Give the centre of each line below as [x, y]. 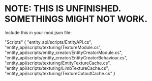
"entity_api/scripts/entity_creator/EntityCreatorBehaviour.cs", [66, 57]
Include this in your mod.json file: [38, 32]
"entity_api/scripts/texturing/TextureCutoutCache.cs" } [60, 73]
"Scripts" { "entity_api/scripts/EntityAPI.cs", [48, 42]
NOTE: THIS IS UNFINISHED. [63, 9]
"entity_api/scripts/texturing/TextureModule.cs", [53, 47]
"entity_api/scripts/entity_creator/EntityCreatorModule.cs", [63, 53]
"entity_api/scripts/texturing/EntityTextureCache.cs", [58, 63]
